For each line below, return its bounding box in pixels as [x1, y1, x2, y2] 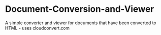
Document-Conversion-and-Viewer [5, 3, 154, 15]
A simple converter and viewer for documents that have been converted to [5, 20, 157, 26]
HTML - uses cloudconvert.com [5, 25, 70, 31]
